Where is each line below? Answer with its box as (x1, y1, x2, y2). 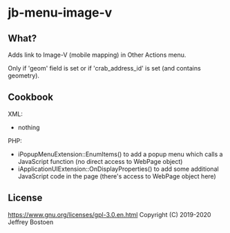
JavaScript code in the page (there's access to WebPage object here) (17, 171, 216, 180)
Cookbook (8, 91, 54, 103)
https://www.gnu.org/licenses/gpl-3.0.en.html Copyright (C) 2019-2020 (8, 210, 211, 218)
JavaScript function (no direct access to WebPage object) (17, 157, 183, 165)
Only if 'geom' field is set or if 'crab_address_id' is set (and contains (8, 64, 201, 72)
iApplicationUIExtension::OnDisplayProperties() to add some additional (17, 165, 220, 173)
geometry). (8, 71, 40, 80)
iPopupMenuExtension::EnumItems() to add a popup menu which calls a (17, 150, 223, 158)
